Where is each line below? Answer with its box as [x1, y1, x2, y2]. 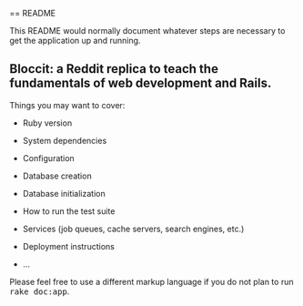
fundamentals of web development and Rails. [9, 76, 272, 91]
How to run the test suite [22, 205, 116, 217]
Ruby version [22, 117, 73, 128]
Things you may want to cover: [9, 99, 126, 110]
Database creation [22, 170, 93, 181]
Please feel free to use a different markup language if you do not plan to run [9, 276, 294, 287]
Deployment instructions [22, 240, 116, 251]
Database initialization [22, 188, 106, 199]
